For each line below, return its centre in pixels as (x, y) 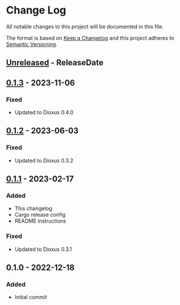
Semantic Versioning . (32, 44)
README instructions (40, 221)
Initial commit (31, 297)
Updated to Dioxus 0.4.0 (44, 112)
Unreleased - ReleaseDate (55, 63)
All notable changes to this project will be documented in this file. (85, 26)
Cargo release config (40, 215)
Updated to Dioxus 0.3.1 (43, 249)
